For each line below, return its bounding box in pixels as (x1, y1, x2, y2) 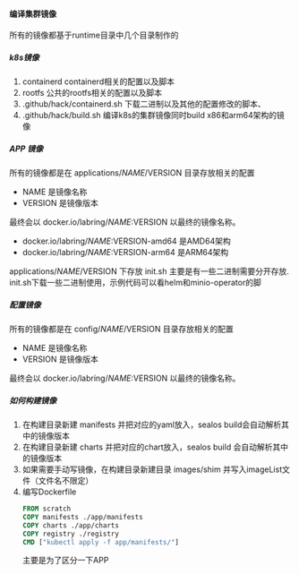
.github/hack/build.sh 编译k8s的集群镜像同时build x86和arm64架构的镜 (21, 110, 285, 121)
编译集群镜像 (9, 8, 56, 19)
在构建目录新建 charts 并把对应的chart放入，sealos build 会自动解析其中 (21, 441, 289, 452)
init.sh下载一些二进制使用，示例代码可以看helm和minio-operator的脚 (9, 278, 261, 288)
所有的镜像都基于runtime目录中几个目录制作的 (9, 30, 179, 40)
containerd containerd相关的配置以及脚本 (21, 76, 175, 87)
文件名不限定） (38, 475, 94, 486)
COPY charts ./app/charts (21, 520, 119, 530)
